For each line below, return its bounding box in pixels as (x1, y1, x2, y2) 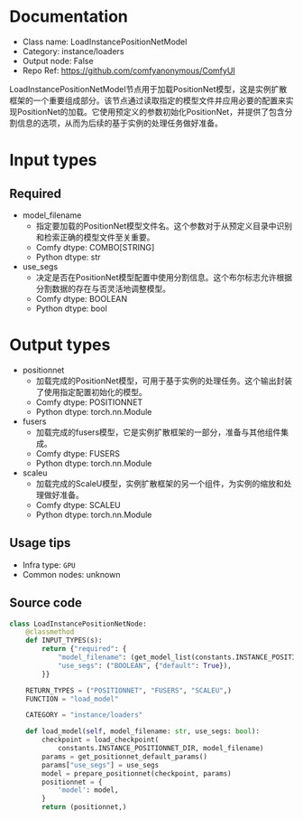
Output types (9, 335, 111, 355)
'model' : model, (57, 786, 119, 795)
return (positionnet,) (41, 803, 127, 812)
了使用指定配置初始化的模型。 (35, 386, 147, 397)
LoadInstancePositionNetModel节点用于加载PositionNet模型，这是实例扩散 (9, 83, 288, 94)
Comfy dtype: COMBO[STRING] (35, 241, 155, 252)
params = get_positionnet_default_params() (41, 752, 207, 761)
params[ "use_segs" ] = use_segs (41, 760, 160, 769)
